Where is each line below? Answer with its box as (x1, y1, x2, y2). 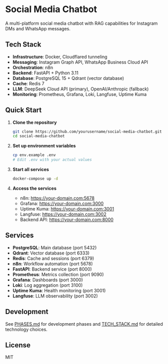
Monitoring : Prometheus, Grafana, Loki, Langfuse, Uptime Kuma (12, 91, 147, 97)
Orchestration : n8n (12, 64, 53, 70)
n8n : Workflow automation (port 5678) (12, 261, 93, 267)
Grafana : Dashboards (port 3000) (12, 277, 83, 283)
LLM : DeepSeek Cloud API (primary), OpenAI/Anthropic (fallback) (12, 86, 149, 92)
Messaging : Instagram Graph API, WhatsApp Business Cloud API (12, 59, 148, 65)
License (5, 341, 31, 349)
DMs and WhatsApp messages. (5, 25, 71, 31)
